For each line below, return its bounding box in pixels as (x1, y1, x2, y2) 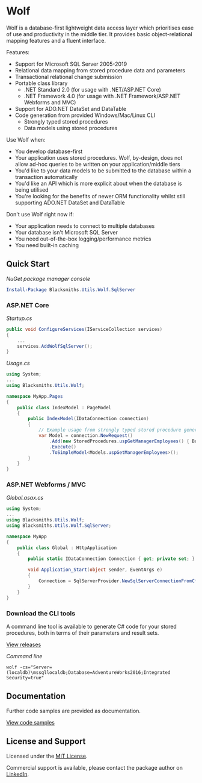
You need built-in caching (14, 241, 79, 248)
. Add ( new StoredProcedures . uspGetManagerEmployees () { (49, 438, 189, 444)
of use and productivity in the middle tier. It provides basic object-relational (6, 30, 192, 37)
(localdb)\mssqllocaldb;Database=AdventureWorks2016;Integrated (6, 669, 171, 676)
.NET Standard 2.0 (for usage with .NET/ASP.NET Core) (23, 86, 161, 93)
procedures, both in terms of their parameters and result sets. (6, 629, 159, 637)
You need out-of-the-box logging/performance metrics (14, 235, 151, 242)
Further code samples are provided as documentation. (6, 707, 141, 714)
